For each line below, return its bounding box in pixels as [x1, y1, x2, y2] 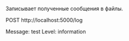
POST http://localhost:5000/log [5, 17, 83, 23]
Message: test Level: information [5, 28, 86, 35]
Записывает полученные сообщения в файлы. [5, 5, 124, 12]
